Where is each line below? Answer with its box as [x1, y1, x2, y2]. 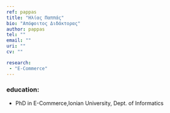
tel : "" [6, 32, 26, 38]
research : [6, 59, 32, 66]
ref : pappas [6, 9, 37, 15]
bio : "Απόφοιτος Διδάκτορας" [6, 20, 81, 26]
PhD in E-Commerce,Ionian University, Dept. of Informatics [15, 99, 164, 107]
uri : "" [6, 43, 26, 49]
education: [6, 86, 40, 94]
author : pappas [6, 26, 45, 32]
